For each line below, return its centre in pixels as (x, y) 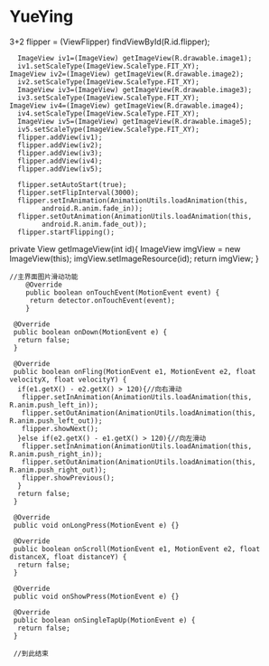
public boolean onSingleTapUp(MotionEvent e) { (104, 620)
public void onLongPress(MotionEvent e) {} (96, 525)
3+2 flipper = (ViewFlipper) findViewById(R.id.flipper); (110, 42)
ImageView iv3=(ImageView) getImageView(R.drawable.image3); (135, 89)
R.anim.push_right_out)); (58, 470)
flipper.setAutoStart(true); (72, 184)
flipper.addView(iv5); (60, 169)
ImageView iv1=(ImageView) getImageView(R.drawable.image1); (135, 58)
